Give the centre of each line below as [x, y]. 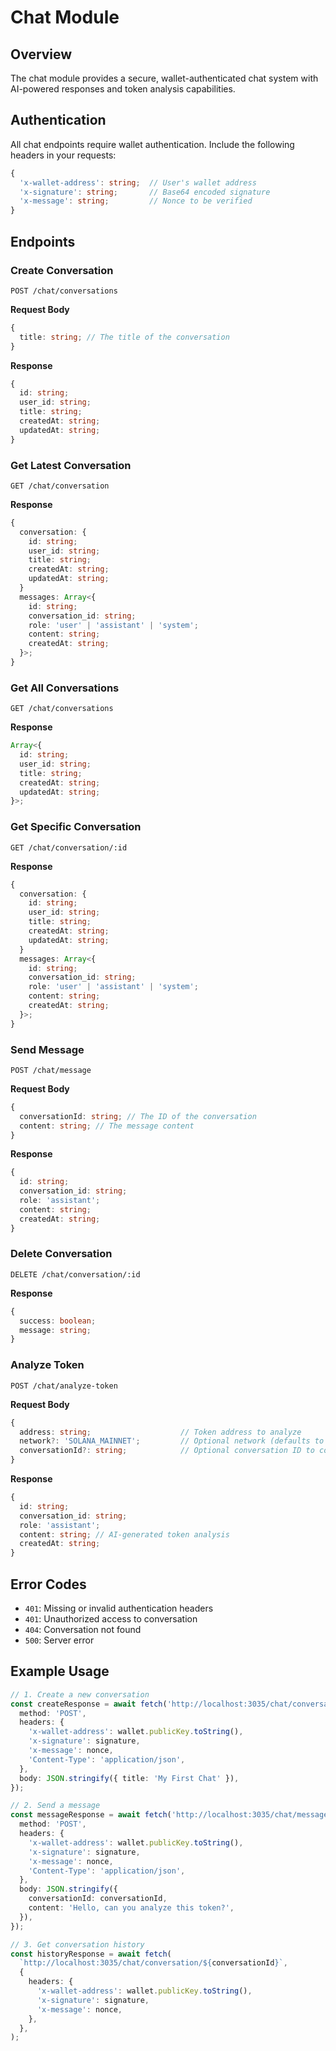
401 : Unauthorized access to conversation [111, 1618]
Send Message [47, 1049]
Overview [41, 54]
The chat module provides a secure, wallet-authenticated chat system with [164, 78]
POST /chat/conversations [64, 291]
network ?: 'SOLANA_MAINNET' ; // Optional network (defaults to [172, 1441]
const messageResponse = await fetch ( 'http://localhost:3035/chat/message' [171, 1815]
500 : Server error [59, 1640]
